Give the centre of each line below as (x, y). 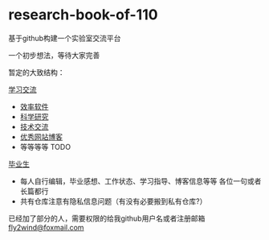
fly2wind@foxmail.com (46, 227)
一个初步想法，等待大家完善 (54, 55)
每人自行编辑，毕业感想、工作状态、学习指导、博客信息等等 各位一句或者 (141, 181)
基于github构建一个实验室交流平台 (65, 38)
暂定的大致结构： (37, 72)
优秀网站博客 (41, 137)
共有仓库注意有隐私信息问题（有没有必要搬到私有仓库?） (113, 201)
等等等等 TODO (45, 147)
